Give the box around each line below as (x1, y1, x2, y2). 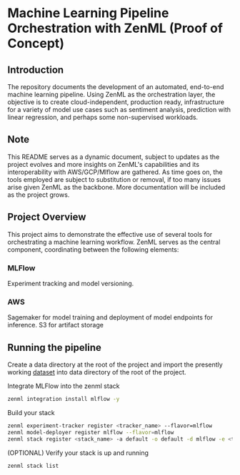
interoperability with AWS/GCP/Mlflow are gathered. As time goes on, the (7, 168, 223, 176)
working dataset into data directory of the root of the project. (7, 368, 187, 377)
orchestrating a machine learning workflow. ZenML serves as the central (7, 237, 221, 246)
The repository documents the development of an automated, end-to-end (7, 83, 224, 91)
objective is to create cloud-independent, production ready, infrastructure (7, 98, 225, 106)
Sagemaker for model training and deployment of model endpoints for (7, 313, 213, 322)
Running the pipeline (7, 341, 101, 354)
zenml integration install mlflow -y (7, 396, 120, 403)
